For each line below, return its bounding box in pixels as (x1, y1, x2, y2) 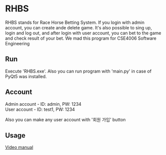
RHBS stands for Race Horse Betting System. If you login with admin (5, 19, 145, 25)
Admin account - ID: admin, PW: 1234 (5, 101, 82, 107)
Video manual (5, 145, 34, 151)
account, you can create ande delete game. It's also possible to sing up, (5, 24, 152, 30)
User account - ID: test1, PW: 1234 (5, 106, 75, 112)
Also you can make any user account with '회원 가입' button (5, 116, 126, 122)
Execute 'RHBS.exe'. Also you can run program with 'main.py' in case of (5, 68, 152, 74)
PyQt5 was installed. (5, 73, 47, 79)
